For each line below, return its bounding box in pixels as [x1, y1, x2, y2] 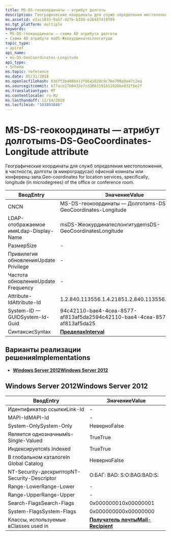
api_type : [5, 60, 26, 65]
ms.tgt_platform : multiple [5, 21, 63, 27]
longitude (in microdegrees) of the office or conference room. [5, 179, 135, 185]
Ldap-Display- [17, 228, 54, 235]
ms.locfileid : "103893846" [5, 103, 63, 108]
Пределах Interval [60, 328, 105, 335]
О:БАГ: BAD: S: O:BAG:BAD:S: [89, 471, 159, 478]
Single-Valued [8, 437, 43, 444]
